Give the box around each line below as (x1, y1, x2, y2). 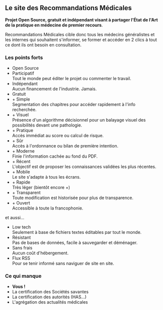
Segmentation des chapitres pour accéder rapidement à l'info (12, 102, 136, 107)
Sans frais (12, 245, 33, 251)
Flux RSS (12, 255, 31, 261)
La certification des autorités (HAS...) (12, 294, 87, 300)
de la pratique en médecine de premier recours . (5, 22, 103, 28)
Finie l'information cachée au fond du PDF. (12, 153, 98, 159)
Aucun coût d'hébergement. (12, 250, 69, 256)
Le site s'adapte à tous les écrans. (12, 174, 81, 180)
